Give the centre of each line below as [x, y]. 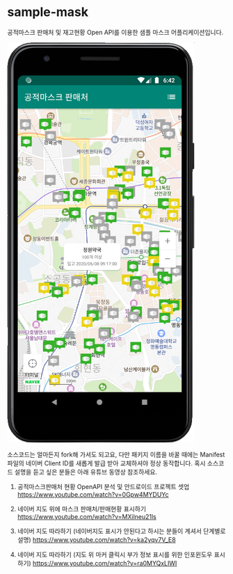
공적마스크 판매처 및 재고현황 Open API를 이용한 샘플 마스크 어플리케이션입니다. [115, 32]
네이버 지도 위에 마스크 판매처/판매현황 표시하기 [82, 509]
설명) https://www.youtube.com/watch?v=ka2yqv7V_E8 [96, 539]
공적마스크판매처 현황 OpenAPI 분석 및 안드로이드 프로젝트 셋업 [103, 486]
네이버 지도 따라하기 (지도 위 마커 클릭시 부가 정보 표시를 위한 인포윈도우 [115, 555]
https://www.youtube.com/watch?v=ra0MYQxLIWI [105, 563]
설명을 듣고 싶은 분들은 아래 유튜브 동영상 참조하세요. [86, 472]
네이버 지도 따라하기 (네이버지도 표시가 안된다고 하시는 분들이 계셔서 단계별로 [121, 531]
